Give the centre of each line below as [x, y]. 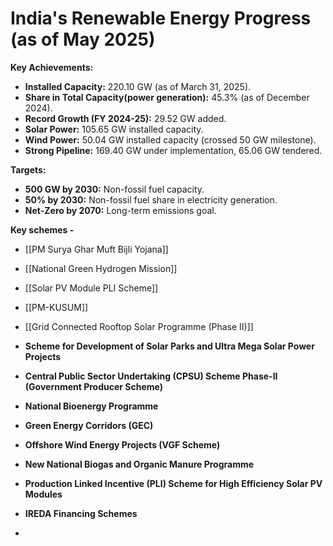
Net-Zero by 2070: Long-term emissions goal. [120, 210]
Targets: [28, 169]
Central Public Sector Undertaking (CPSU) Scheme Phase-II [151, 376]
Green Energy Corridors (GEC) [89, 425]
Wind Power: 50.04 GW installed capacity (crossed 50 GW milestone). [170, 139]
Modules [43, 494]
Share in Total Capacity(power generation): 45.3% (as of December [167, 97]
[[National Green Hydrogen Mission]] [101, 268]
